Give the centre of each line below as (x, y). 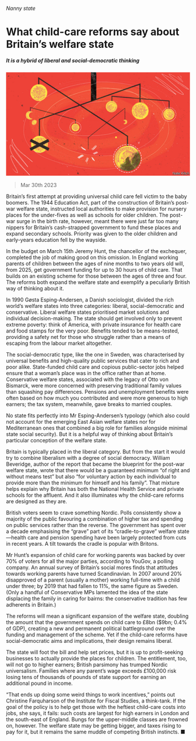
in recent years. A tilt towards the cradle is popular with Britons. (82, 544)
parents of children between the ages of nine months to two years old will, (95, 264)
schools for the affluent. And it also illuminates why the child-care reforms (95, 495)
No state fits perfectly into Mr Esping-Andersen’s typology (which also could (98, 415)
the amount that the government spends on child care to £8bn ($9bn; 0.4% (97, 622)
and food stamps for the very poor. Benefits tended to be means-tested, (93, 331)
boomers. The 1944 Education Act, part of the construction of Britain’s (90, 203)
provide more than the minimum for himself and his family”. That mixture (93, 483)
